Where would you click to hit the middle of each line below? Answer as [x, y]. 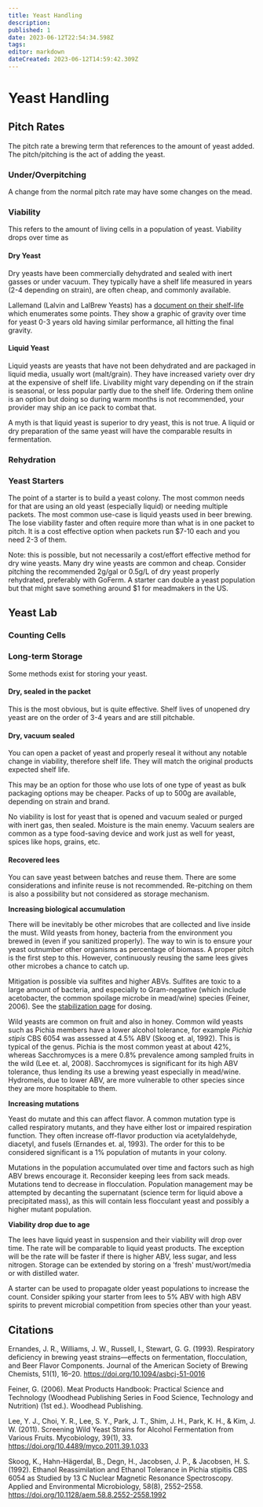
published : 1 [29, 30]
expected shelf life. [39, 770]
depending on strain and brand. [59, 802]
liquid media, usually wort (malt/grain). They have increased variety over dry [131, 373]
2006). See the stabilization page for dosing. [80, 1006]
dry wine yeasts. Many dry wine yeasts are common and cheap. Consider [127, 564]
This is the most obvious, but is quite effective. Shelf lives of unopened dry [129, 709]
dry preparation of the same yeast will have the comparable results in [121, 431]
